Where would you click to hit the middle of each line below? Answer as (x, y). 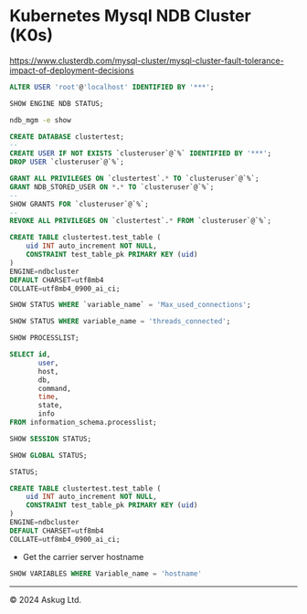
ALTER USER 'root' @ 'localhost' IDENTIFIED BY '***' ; (112, 87)
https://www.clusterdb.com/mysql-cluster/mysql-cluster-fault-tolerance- (147, 60)
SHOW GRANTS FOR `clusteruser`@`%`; (79, 204)
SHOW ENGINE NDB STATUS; (57, 103)
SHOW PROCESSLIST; (44, 338)
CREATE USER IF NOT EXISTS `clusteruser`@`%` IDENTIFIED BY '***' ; (141, 153)
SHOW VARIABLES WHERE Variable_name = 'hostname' (106, 573)
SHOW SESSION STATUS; (51, 439)
